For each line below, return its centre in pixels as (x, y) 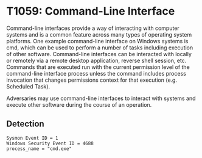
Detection (25, 124)
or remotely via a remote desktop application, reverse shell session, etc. (96, 60)
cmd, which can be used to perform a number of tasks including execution (100, 48)
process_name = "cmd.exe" (39, 149)
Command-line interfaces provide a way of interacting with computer (93, 28)
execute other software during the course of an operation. (79, 104)
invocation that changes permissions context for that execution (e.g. (92, 80)
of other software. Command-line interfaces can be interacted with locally (99, 54)
